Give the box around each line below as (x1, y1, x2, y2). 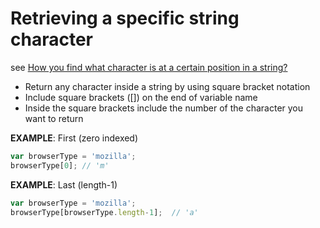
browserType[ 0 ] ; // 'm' (10, 160, 110, 171)
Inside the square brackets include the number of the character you (24, 102, 304, 114)
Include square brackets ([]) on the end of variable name (24, 91, 258, 103)
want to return (24, 112, 84, 124)
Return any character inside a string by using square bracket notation (24, 80, 311, 92)
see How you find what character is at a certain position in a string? (10, 61, 288, 73)
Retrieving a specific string (10, 7, 240, 30)
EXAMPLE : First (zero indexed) (10, 132, 139, 144)
